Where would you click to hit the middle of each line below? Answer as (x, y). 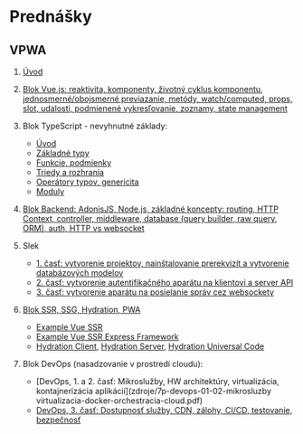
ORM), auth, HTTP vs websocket (83, 228)
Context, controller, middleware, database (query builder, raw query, (150, 218)
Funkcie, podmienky (74, 163)
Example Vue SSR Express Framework (107, 337)
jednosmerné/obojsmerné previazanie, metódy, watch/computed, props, (157, 99)
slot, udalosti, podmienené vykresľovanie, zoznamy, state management (155, 108)
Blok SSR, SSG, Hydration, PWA (81, 310)
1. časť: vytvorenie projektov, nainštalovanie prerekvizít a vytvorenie (162, 263)
